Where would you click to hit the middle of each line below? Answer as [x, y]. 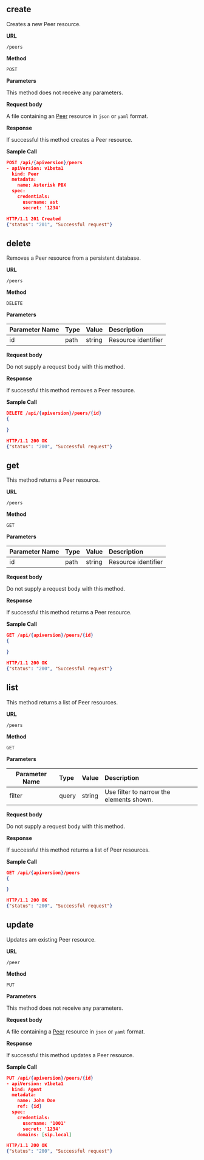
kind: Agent [27, 1089]
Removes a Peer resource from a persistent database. [74, 258]
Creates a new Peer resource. [43, 24]
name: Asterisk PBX [42, 185]
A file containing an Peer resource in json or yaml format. [77, 116]
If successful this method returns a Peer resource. [69, 613]
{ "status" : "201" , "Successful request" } [59, 224]
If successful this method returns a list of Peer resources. [78, 850]
